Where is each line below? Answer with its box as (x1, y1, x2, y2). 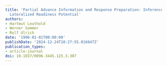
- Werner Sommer (5, 26, 39, 31)
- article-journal (5, 49, 43, 54)
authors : (5, 16, 23, 21)
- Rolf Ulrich (5, 30, 35, 35)
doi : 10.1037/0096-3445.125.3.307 (5, 53, 77, 59)
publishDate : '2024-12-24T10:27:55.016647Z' (5, 40, 99, 45)
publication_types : (5, 44, 46, 49)
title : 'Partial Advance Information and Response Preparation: (5, 7, 141, 12)
